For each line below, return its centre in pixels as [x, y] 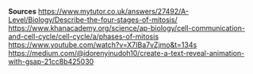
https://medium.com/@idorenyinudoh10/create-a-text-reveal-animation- [126, 53]
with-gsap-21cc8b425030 [51, 61]
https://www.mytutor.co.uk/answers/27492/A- [113, 11]
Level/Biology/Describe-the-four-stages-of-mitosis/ [93, 20]
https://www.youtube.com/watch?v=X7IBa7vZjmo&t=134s [103, 45]
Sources [23, 11]
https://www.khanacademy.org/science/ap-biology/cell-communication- [127, 28]
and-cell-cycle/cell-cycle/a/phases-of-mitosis [84, 36]
